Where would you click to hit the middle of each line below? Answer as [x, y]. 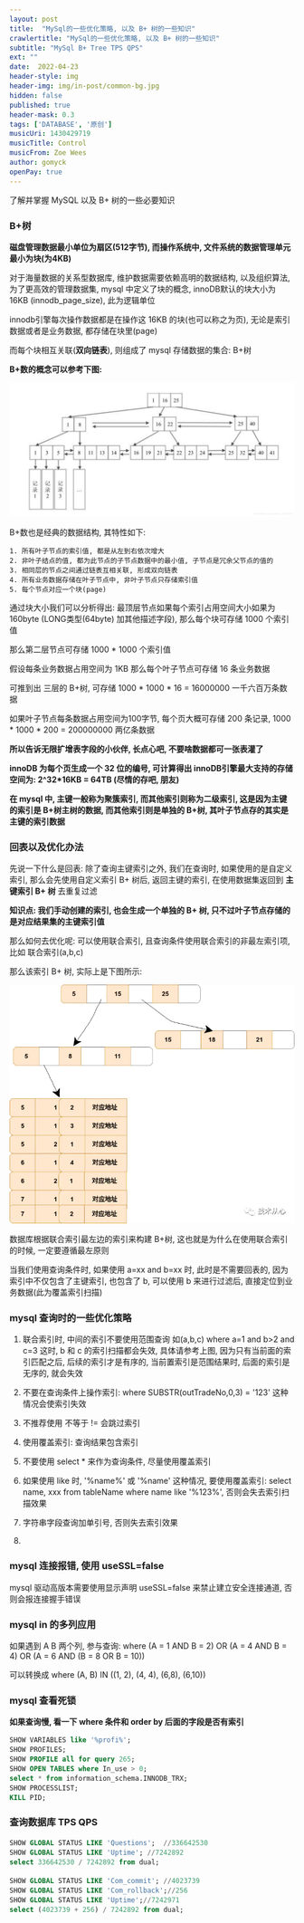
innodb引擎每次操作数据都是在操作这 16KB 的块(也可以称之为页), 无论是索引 [150, 319]
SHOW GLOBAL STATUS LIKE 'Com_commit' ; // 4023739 [105, 1881]
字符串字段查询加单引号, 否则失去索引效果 [100, 1523]
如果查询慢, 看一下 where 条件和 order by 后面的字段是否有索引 [127, 1722]
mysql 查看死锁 [43, 1700]
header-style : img [44, 77]
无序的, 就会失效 [52, 1373]
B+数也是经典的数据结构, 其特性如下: [78, 532]
